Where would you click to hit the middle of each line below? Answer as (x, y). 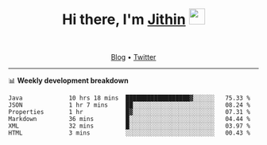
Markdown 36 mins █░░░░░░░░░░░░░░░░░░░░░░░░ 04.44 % (129, 119)
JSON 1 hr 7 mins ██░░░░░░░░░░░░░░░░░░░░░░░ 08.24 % (129, 105)
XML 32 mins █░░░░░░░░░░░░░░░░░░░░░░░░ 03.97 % (129, 126)
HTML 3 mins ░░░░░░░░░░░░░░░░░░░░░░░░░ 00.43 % (129, 133)
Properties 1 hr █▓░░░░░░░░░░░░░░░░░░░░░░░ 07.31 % (129, 112)
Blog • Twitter (133, 57)
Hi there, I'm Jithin (124, 20)
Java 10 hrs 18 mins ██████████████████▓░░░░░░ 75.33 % (129, 98)
